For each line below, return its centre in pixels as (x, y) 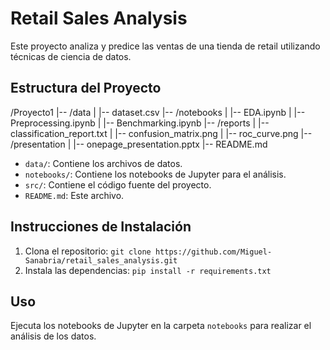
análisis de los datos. (53, 336)
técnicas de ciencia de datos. (71, 56)
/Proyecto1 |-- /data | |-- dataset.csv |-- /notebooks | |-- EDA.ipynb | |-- (158, 112)
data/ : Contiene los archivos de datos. (103, 163)
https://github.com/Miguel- (213, 252)
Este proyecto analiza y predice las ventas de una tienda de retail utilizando (165, 46)
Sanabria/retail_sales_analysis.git (101, 260)
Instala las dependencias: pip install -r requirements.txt (148, 270)
